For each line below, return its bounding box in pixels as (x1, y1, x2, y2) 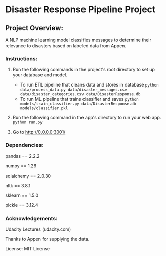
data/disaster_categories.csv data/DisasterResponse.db (20, 92, 141, 97)
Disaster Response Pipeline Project (5, 4, 156, 15)
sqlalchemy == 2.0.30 (5, 173, 51, 179)
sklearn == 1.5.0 (5, 192, 39, 198)
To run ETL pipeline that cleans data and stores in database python (20, 82, 159, 88)
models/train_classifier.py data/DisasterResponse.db (20, 101, 136, 107)
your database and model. (12, 72, 67, 78)
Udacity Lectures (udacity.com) (5, 226, 71, 232)
